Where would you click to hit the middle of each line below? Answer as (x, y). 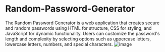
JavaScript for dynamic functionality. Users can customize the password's (82, 33)
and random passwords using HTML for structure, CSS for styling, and (78, 28)
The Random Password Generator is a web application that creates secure (82, 23)
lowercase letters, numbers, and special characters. (59, 44)
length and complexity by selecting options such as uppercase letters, (78, 39)
